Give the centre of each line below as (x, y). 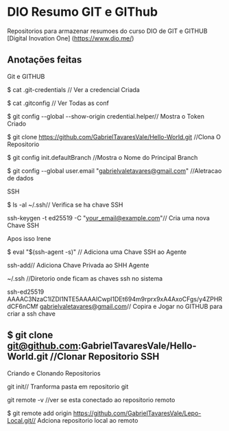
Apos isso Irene (29, 238)
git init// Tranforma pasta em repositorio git (68, 386)
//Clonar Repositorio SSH (105, 357)
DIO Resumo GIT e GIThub (83, 12)
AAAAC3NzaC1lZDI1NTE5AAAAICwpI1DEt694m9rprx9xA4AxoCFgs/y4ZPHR (115, 299)
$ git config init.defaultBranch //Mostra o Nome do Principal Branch (103, 157)
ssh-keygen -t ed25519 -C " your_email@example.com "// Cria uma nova (109, 218)
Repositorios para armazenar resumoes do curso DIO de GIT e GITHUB (107, 31)
